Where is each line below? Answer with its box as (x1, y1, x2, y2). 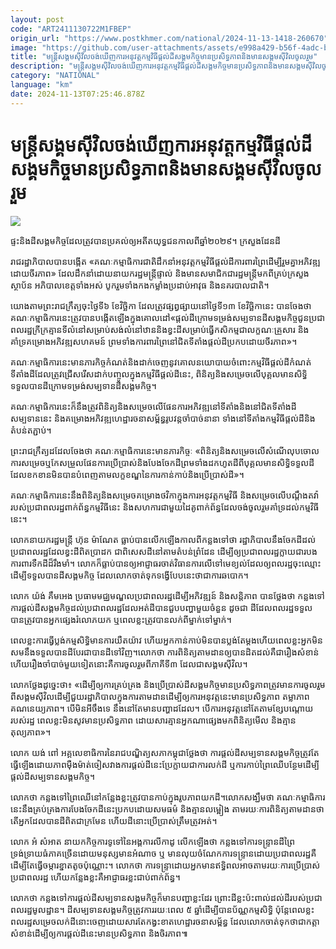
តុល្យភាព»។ (10, 726, 52, 738)
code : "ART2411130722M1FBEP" (10, 24, 132, 34)
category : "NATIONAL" (10, 71, 101, 81)
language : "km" (10, 80, 74, 90)
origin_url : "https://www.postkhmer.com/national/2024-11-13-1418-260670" (10, 33, 329, 43)
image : (10, 42, 38, 53)
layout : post (10, 14, 65, 25)
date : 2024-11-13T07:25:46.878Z (10, 89, 145, 99)
